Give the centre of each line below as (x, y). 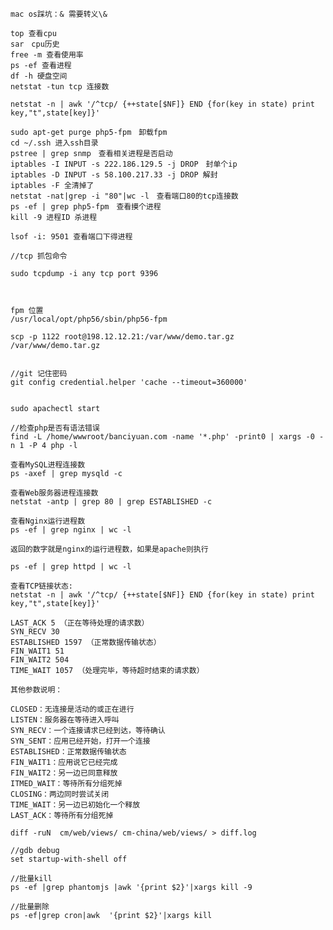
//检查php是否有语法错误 (55, 428)
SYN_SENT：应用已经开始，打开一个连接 (80, 741)
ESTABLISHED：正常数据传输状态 (68, 752)
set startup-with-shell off (69, 859)
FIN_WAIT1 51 (37, 651)
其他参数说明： (36, 690)
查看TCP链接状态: (41, 586)
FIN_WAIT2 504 (40, 660)
